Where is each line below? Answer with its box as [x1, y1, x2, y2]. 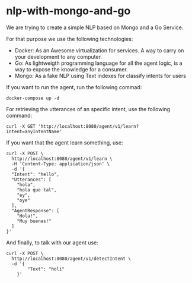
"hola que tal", [17, 187, 57, 193]
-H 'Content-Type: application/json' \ [11, 161, 110, 167]
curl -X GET [6, 123, 36, 129]
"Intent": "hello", [11, 171, 60, 177]
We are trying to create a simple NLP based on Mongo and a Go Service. [6, 24, 184, 31]
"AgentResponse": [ [11, 207, 60, 213]
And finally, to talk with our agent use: [6, 239, 99, 246]
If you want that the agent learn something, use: [6, 139, 123, 146]
